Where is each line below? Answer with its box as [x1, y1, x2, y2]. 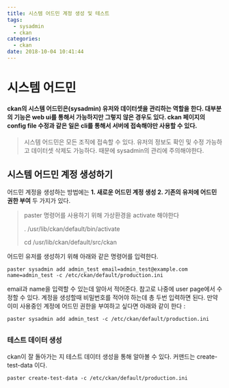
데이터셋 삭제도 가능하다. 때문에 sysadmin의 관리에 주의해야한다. [31, 147, 204, 155]
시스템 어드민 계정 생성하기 [7, 169, 113, 180]
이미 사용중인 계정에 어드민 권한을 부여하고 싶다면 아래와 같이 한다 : [7, 302, 186, 311]
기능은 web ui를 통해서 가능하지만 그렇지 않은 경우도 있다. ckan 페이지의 [14, 112, 206, 121]
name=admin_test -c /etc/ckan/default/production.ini [7, 272, 164, 279]
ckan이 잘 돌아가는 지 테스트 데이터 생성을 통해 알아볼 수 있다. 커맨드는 [7, 352, 196, 361]
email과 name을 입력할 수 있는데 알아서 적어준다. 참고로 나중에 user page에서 [7, 285, 215, 293]
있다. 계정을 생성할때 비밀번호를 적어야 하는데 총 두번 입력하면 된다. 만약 [27, 293, 219, 302]
